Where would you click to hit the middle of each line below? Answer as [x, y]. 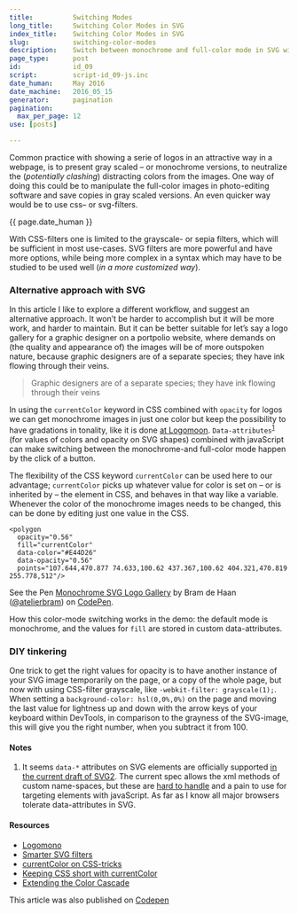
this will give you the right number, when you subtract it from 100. [129, 727]
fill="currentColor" [55, 545]
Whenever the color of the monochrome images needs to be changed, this [145, 504]
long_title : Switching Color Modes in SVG [97, 26]
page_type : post [49, 59]
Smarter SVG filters [57, 854]
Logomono [42, 845]
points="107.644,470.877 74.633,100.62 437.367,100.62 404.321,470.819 [153, 568]
